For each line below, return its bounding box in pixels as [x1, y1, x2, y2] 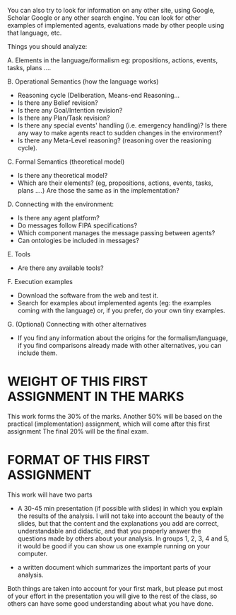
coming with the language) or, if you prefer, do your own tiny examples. [17, 306, 225, 315]
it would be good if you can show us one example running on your [17, 541, 211, 550]
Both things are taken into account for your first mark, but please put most [7, 584, 223, 592]
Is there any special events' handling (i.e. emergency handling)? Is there [17, 121, 228, 130]
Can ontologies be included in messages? [17, 237, 140, 244]
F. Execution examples [7, 278, 73, 286]
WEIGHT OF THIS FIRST [7, 373, 148, 390]
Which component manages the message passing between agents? [17, 229, 216, 237]
